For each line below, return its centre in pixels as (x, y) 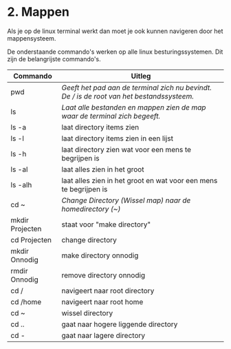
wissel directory (87, 313)
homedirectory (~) (91, 209)
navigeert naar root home (102, 302)
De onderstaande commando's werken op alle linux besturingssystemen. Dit (115, 52)
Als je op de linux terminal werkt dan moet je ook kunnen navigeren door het (115, 31)
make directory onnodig (100, 255)
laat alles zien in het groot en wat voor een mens (140, 180)
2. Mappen (38, 12)
